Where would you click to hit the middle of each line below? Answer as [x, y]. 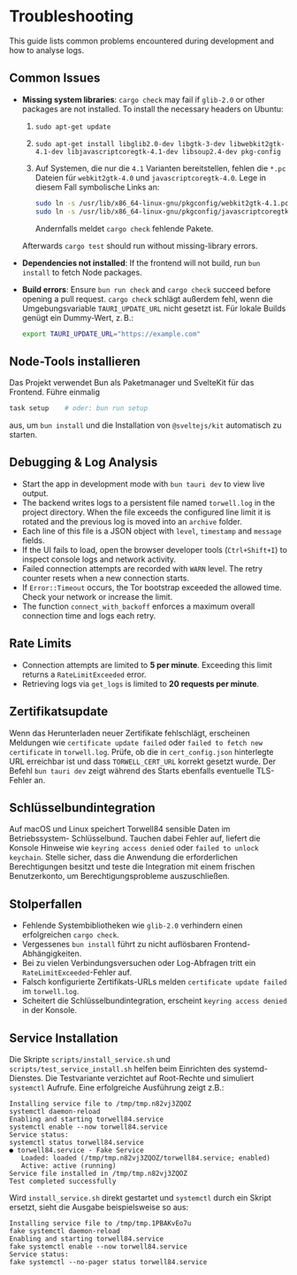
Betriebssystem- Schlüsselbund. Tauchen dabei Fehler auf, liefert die [135, 838]
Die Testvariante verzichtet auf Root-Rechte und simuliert [150, 1077]
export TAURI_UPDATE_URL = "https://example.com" [111, 334]
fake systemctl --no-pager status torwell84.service [108, 1262]
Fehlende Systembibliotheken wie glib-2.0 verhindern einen [132, 925]
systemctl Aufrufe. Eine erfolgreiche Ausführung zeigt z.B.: [117, 1087]
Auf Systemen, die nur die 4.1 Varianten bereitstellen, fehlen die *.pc [160, 168]
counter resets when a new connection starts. [106, 578]
